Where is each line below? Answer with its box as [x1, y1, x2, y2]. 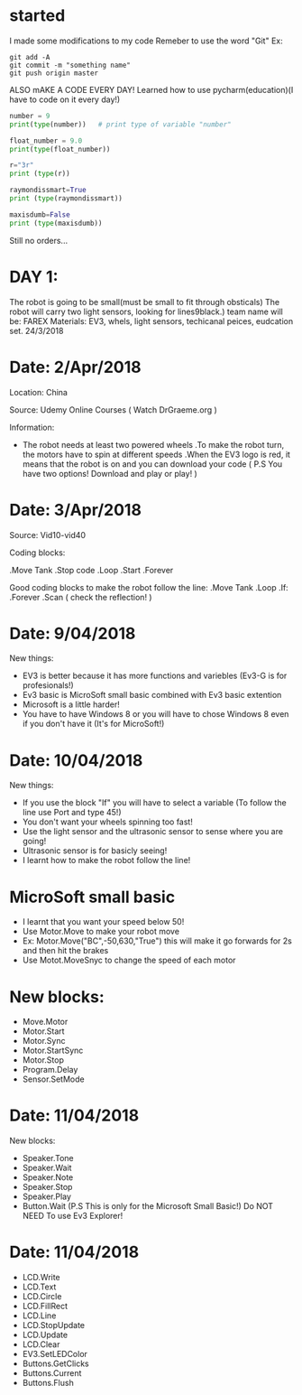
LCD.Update [22, 1329, 69, 1341]
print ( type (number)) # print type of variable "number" [9, 119, 232, 129]
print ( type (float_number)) [9, 144, 111, 153]
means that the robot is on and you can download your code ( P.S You [22, 458, 283, 470]
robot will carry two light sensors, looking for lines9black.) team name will [9, 306, 284, 317]
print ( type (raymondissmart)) [9, 194, 124, 203]
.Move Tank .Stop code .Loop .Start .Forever [9, 564, 174, 575]
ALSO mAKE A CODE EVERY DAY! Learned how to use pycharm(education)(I [9, 84, 294, 95]
